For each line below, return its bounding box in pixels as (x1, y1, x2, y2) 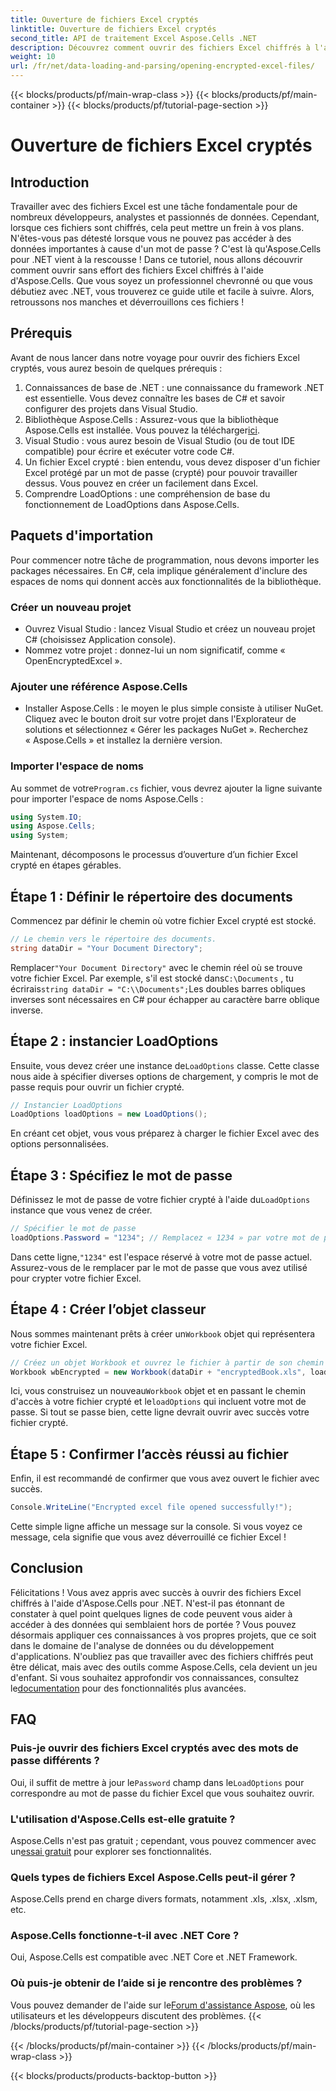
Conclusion (10, 1560, 84, 1577)
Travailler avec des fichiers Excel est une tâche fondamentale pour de (10, 201, 298, 212)
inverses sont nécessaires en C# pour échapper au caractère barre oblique (10, 993, 320, 1005)
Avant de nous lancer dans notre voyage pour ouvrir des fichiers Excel (10, 351, 300, 363)
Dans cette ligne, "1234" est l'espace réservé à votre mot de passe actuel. (10, 1251, 313, 1263)
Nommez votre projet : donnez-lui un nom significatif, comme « (24, 644, 286, 656)
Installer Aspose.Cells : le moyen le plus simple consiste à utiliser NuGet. (24, 702, 324, 715)
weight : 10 (10, 52, 56, 62)
